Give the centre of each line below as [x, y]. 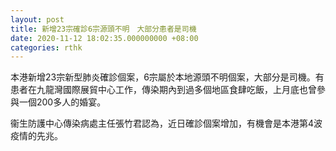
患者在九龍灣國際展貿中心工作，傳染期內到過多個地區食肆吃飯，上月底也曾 [163, 90]
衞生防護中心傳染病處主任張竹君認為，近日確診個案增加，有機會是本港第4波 [166, 123]
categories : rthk [46, 47]
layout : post [37, 19]
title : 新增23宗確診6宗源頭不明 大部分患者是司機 [103, 29]
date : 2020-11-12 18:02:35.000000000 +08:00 [104, 38]
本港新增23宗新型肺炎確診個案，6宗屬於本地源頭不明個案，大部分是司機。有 [167, 77]
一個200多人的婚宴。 [62, 102]
